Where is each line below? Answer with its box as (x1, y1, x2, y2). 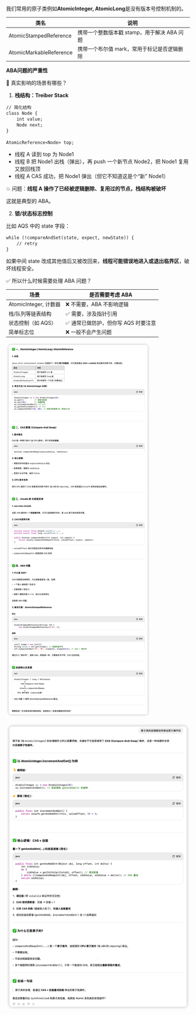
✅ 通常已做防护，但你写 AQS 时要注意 (65, 319, 156, 326)
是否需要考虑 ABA (89, 292, 133, 298)
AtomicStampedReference (8, 32, 72, 39)
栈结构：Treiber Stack (14, 91, 69, 98)
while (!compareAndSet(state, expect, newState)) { (6, 235, 134, 241)
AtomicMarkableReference (8, 49, 73, 56)
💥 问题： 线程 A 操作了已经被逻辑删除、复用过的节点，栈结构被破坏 (6, 185, 166, 192)
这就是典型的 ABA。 (6, 197, 54, 204)
